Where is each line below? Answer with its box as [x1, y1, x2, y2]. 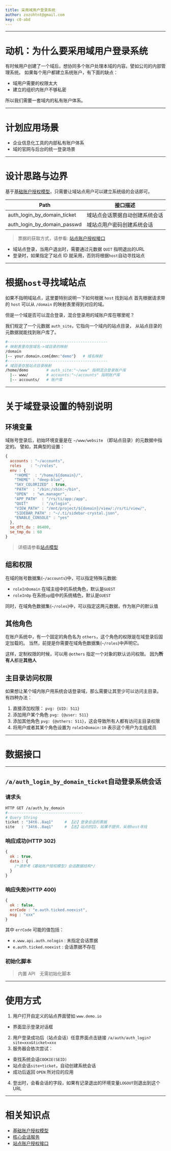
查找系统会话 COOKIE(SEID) [12, 1056, 67, 1062]
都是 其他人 [14, 657, 37, 663]
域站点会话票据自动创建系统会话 [86, 212, 163, 219]
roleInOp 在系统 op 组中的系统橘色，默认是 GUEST [12, 592, 111, 598]
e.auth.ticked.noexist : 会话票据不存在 [12, 944, 96, 950]
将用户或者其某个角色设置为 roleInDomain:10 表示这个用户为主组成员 [12, 725, 157, 731]
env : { [10, 468, 26, 473]
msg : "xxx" [10, 912, 36, 917]
